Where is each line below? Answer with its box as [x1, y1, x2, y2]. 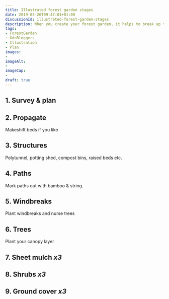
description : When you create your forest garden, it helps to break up [5, 21, 161, 27]
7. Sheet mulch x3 [5, 253, 62, 262]
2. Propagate [5, 113, 47, 122]
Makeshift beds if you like [5, 126, 58, 132]
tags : [5, 26, 17, 31]
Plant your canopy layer [5, 239, 54, 245]
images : [5, 49, 22, 54]
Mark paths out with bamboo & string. [5, 182, 83, 189]
